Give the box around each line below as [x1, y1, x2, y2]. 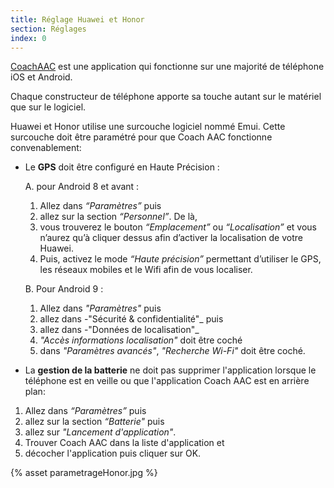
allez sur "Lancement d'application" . [24, 426, 177, 438]
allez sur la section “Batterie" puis [24, 416, 165, 428]
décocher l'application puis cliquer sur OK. [24, 447, 202, 460]
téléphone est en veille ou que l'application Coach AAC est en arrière [24, 375, 310, 387]
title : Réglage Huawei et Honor [10, 14, 145, 25]
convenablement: [10, 142, 82, 154]
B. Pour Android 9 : [24, 283, 104, 295]
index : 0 [10, 33, 47, 43]
